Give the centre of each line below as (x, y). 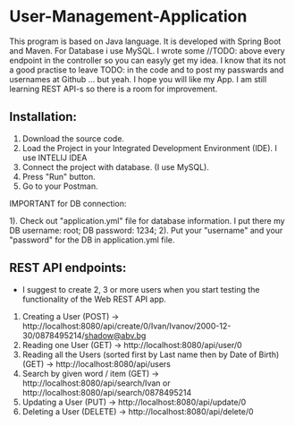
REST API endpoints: (68, 268)
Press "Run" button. (59, 176)
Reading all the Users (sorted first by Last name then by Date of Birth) (151, 354)
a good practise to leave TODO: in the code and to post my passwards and (147, 70)
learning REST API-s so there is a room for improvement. (114, 89)
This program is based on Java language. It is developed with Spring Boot (145, 41)
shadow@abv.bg (115, 335)
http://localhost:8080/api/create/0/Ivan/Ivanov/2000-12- (126, 326)
